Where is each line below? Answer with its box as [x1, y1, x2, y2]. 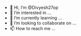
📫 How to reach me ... [9, 26, 55, 31]
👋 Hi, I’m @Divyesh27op [9, 5, 59, 10]
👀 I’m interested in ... [9, 10, 52, 16]
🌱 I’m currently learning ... [9, 15, 62, 20]
